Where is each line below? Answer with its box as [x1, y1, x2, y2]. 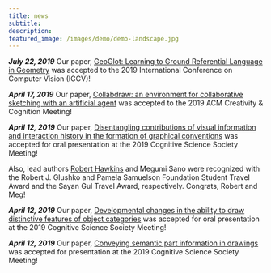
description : [8, 27, 53, 35]
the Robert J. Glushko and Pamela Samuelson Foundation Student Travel [8, 173, 251, 182]
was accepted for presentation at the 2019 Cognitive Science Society [8, 247, 239, 257]
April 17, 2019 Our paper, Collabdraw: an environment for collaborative [8, 90, 243, 100]
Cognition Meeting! [8, 107, 73, 117]
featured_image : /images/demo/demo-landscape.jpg [8, 34, 180, 43]
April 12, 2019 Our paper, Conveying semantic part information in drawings [8, 238, 259, 248]
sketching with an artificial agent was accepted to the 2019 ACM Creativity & [8, 98, 264, 108]
